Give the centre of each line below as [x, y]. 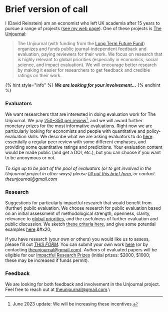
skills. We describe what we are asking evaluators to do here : [90, 136]
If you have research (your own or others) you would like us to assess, [77, 239]
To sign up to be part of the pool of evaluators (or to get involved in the [78, 168]
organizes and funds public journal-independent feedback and [82, 49]
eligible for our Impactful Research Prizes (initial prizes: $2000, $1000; [78, 255]
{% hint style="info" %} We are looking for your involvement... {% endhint [83, 85]
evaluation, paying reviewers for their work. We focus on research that [90, 54]
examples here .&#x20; [28, 229]
